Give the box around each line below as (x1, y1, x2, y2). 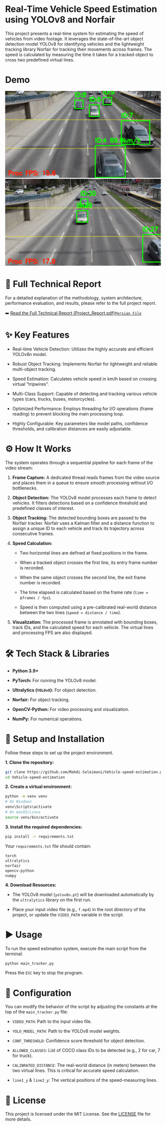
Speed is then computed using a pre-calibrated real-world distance (19, 604, 157, 610)
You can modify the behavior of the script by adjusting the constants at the (5, 1004, 158, 1010)
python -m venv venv (5, 794, 48, 799)
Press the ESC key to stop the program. (5, 970, 83, 976)
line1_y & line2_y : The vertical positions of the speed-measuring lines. (12, 1077, 158, 1083)
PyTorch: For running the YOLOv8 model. (12, 677, 97, 683)
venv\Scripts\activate (5, 804, 52, 810)
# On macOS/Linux (5, 810, 41, 815)
